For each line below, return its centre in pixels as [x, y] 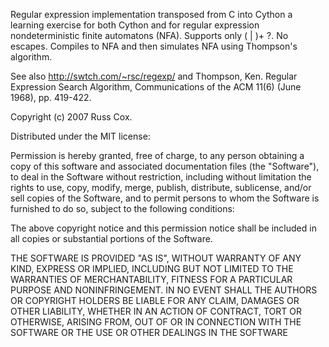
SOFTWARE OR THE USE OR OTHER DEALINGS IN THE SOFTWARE [149, 332]
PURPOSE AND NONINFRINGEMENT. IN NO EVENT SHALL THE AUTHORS [164, 290]
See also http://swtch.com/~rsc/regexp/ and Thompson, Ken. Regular [154, 76]
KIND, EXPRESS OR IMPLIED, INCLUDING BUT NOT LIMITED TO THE [152, 268]
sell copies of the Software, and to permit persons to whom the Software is [165, 198]
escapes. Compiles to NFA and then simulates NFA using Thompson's [154, 46]
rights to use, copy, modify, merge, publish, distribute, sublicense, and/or [161, 187]
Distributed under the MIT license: [80, 136]
